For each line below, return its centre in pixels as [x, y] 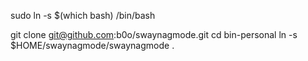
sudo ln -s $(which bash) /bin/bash [83, 15]
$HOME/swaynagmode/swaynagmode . [92, 45]
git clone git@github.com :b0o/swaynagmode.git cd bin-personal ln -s [154, 34]
